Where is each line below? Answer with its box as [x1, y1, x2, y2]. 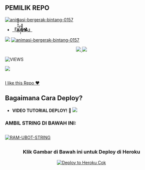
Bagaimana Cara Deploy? [5, 94, 83, 102]
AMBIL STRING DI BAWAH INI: [5, 120, 77, 126]
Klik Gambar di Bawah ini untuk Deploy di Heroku [22, 149, 141, 155]
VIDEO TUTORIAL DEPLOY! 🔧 [12, 108, 72, 113]
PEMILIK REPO [5, 4, 50, 12]
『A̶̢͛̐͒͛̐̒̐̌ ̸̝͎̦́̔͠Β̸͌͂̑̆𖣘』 [12, 27, 32, 32]
